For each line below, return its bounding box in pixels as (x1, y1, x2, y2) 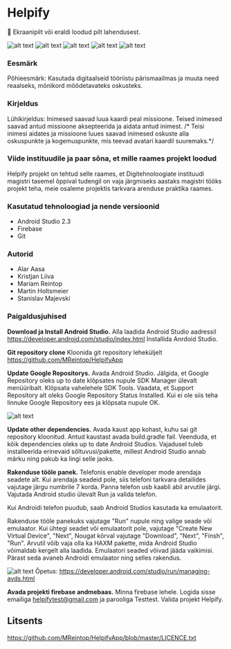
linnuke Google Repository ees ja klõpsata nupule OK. (7, 398, 160, 406)
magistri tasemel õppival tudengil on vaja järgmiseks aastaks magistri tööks (7, 176, 223, 185)
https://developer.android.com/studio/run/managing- (59, 567, 210, 575)
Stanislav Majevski (17, 294, 71, 302)
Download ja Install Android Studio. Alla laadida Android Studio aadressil (7, 327, 216, 336)
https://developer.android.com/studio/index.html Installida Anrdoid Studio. (7, 334, 218, 343)
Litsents (7, 615, 43, 627)
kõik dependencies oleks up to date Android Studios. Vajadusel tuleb (7, 439, 203, 448)
